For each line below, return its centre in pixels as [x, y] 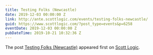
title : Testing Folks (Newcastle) [41, 10]
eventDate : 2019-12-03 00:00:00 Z [41, 28]
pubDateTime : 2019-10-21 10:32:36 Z [43, 33]
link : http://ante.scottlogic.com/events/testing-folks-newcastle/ [77, 19]
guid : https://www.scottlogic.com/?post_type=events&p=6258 [69, 24]
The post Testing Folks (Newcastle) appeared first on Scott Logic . [73, 47]
